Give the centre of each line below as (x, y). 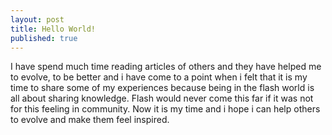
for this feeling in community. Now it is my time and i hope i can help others (165, 109)
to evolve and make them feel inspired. (90, 120)
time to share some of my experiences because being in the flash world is (162, 88)
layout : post (37, 19)
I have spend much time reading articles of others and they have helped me (166, 67)
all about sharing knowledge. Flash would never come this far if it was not (162, 98)
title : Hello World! (53, 29)
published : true (44, 38)
